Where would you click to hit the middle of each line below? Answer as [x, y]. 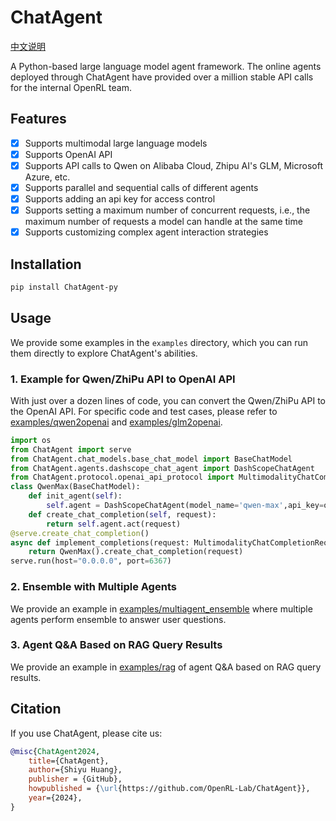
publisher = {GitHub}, [75, 779]
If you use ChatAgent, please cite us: [86, 733]
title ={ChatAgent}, [69, 761]
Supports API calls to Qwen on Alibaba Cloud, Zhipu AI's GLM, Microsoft [173, 165]
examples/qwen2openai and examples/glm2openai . [116, 422]
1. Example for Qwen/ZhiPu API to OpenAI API [123, 379]
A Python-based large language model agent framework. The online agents [166, 66]
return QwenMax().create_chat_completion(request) [136, 552]
